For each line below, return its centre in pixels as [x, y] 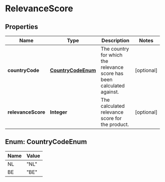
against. [110, 92]
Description [115, 41]
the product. [115, 124]
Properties [22, 27]
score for [111, 118]
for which [111, 55]
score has [112, 73]
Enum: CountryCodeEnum [46, 142]
